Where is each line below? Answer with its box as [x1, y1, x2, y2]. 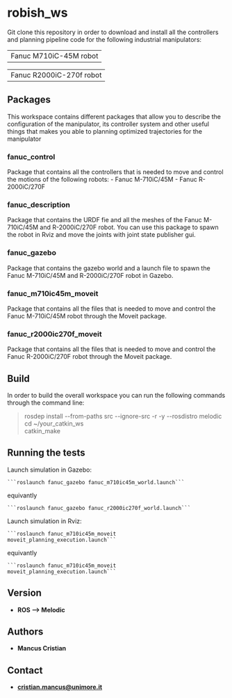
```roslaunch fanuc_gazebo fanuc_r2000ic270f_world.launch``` [7, 504, 191, 511]
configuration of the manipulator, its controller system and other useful [7, 120, 210, 128]
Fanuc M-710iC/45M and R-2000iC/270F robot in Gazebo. [7, 271, 174, 279]
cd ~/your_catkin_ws [24, 419, 84, 428]
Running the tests [7, 447, 85, 459]
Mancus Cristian [17, 644, 67, 653]
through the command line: [7, 398, 85, 407]
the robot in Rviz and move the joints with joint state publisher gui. [7, 231, 196, 239]
